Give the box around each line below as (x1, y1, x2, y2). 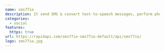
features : (5, 25, 26, 30)
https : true (9, 30, 34, 34)
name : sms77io (5, 7, 34, 12)
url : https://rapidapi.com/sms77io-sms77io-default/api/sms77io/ (5, 34, 141, 39)
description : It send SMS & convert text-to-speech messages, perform (5, 12, 153, 17)
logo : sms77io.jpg (5, 39, 43, 44)
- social (9, 20, 27, 26)
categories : (5, 16, 29, 21)
